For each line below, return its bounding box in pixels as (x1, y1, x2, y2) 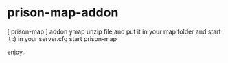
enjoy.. (7, 48, 26, 56)
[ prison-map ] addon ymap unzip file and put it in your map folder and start (7, 27, 221, 36)
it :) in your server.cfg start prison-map (7, 34, 117, 42)
